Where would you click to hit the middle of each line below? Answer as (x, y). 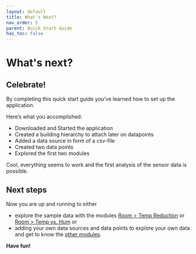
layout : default (26, 12)
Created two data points (44, 147)
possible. (17, 171)
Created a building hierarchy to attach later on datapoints (84, 134)
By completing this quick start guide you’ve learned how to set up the (91, 99)
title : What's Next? (32, 17)
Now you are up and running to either (52, 204)
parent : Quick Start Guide (39, 28)
